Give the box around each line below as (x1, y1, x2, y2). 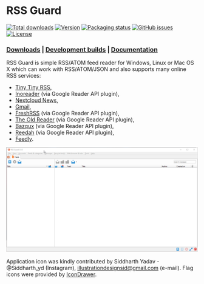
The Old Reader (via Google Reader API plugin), (15, 116, 135, 123)
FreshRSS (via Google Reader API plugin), (15, 110, 120, 117)
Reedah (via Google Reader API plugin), (15, 129, 114, 137)
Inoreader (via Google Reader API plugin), (15, 90, 120, 98)
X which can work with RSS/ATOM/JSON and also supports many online (6, 66, 186, 73)
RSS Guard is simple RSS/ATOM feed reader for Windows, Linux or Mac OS (6, 59, 194, 67)
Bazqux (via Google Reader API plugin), (15, 123, 114, 130)
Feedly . (15, 135, 34, 143)
